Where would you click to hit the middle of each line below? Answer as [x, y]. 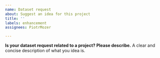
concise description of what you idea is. [45, 51]
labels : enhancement [26, 23]
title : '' [15, 18]
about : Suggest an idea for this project [48, 14]
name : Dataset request [28, 9]
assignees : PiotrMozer [28, 28]
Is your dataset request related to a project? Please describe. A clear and [80, 45]
